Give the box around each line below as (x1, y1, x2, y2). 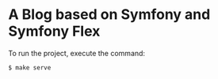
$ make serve (8, 63, 52, 72)
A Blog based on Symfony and (8, 6, 211, 24)
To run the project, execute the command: (8, 48, 145, 58)
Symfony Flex (8, 22, 101, 40)
